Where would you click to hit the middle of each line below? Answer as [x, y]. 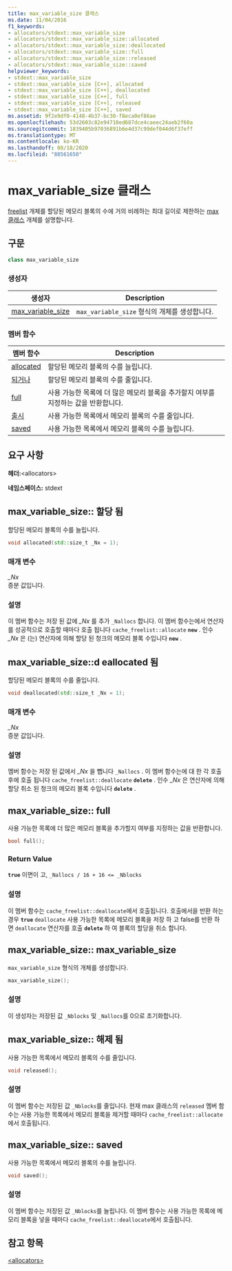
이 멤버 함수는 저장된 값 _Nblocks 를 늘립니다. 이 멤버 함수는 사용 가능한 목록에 [112, 1210]
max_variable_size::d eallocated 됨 [83, 662]
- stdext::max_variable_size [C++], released [74, 103]
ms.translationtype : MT [42, 135]
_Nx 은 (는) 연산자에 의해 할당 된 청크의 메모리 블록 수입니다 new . [95, 639]
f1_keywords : [27, 26]
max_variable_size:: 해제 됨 [65, 1040]
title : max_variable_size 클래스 [53, 13]
